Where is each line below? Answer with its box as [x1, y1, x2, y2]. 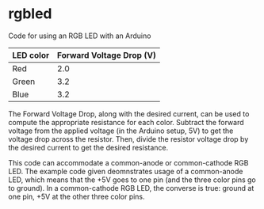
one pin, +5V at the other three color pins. [8, 192, 145, 201]
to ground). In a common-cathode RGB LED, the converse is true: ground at [8, 183, 254, 192]
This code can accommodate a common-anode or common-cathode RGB [8, 158, 249, 167]
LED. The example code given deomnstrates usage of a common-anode [8, 166, 243, 176]
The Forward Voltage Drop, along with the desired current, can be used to [8, 108, 250, 119]
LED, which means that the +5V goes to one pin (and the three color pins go [8, 175, 256, 184]
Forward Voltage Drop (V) [56, 49, 157, 60]
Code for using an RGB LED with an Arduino [8, 31, 151, 40]
